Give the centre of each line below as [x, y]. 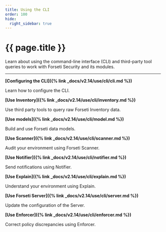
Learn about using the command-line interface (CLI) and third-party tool [79, 62]
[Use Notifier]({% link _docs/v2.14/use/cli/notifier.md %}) [66, 157]
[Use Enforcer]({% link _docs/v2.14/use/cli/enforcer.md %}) [68, 215]
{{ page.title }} [36, 48]
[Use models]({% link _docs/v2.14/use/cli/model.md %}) [65, 119]
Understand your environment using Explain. [50, 186]
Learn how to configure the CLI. [38, 91]
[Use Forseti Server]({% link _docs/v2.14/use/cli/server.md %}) [72, 196]
